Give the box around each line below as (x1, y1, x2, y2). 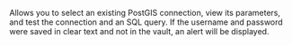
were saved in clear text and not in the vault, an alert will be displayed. (9, 26, 270, 36)
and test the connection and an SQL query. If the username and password (9, 17, 283, 27)
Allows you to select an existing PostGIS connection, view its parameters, (9, 8, 281, 18)
